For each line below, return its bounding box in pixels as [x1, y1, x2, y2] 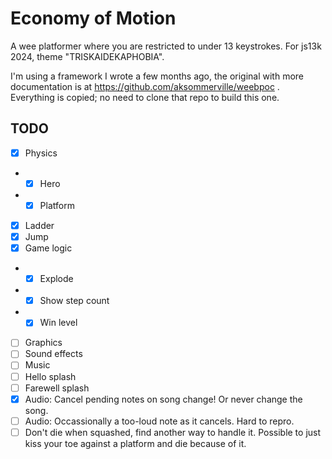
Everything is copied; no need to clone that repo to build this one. [10, 91, 280, 103]
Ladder [24, 219, 55, 231]
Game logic [24, 242, 73, 254]
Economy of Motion [10, 7, 177, 30]
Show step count [39, 295, 110, 307]
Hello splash [24, 370, 77, 382]
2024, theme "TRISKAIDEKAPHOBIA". [10, 50, 165, 62]
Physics [24, 147, 58, 159]
